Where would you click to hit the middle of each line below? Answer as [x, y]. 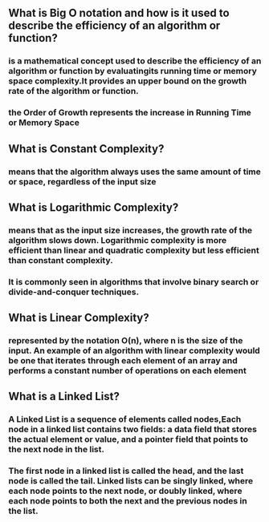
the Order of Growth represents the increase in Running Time [130, 113]
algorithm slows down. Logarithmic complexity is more [118, 240]
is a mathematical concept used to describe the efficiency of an [135, 61]
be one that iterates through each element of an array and [123, 361]
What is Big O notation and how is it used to [119, 13]
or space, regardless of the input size [82, 181]
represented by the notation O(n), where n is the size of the [126, 341]
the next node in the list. [56, 450]
